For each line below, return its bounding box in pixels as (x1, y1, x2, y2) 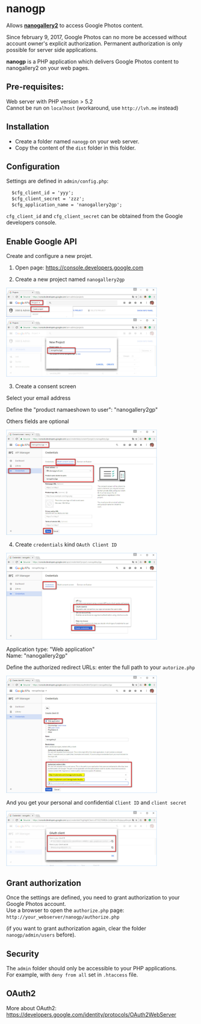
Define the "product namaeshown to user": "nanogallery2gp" (6, 406, 158, 413)
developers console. (6, 219, 57, 226)
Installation (6, 122, 49, 132)
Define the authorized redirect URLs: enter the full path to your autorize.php (6, 664, 196, 671)
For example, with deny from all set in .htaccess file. (6, 971, 138, 978)
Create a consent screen (14, 383, 76, 390)
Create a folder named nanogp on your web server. (14, 137, 140, 145)
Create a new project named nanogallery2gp (14, 276, 125, 283)
